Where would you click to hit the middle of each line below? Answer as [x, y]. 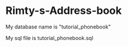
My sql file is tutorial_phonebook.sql [50, 38]
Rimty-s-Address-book [64, 11]
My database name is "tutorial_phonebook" [58, 27]
